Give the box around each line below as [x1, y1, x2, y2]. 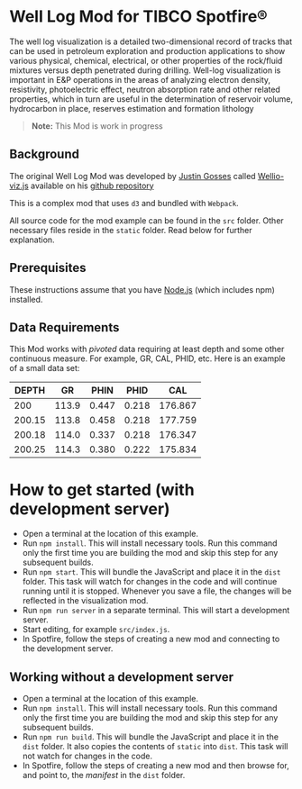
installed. [9, 294, 43, 304]
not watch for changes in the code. [22, 750, 153, 762]
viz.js [9, 180, 29, 191]
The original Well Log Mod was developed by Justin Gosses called [9, 170, 256, 181]
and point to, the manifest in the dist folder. [22, 770, 186, 781]
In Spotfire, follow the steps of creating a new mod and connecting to [22, 633, 280, 645]
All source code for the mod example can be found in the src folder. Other [9, 214, 284, 226]
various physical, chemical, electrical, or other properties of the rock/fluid [9, 55, 283, 66]
